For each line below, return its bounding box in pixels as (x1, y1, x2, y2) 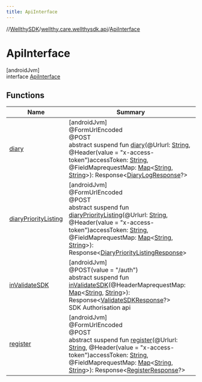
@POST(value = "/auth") (69, 266, 138, 274)
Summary (116, 108, 145, 116)
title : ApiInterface (6, 8, 58, 15)
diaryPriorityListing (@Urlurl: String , (69, 211, 168, 219)
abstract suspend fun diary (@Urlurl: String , (69, 141, 191, 149)
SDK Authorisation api (69, 304, 131, 312)
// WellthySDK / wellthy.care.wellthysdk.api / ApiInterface (6, 25, 140, 33)
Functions (6, 90, 45, 100)
